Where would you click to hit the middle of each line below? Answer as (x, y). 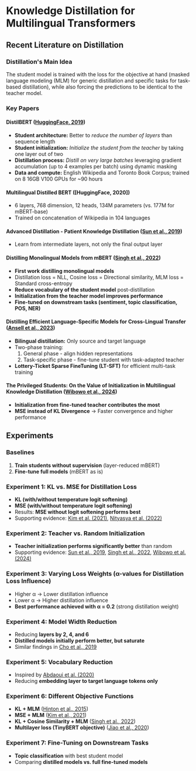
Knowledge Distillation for (71, 11)
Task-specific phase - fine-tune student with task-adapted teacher (104, 360)
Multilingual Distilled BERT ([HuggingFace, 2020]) (68, 192)
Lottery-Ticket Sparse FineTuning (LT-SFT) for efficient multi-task (95, 366)
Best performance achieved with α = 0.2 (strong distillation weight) (97, 606)
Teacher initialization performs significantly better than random (93, 546)
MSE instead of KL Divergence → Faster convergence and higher (94, 411)
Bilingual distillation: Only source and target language (80, 341)
